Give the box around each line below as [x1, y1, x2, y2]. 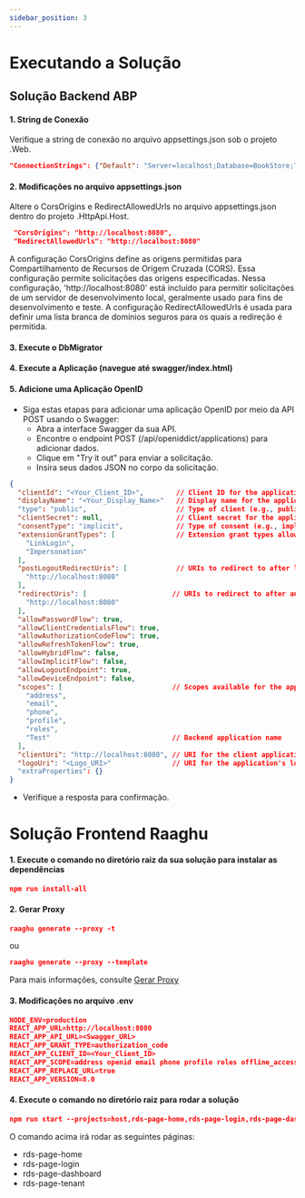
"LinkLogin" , [25, 539, 75, 548]
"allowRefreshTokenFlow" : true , [17, 640, 141, 649]
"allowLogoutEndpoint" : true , [17, 665, 132, 674]
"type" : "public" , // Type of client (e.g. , [17, 505, 274, 514]
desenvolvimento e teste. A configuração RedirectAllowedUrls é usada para [9, 302, 292, 313]
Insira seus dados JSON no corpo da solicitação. [35, 461, 220, 473]
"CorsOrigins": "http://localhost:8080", [13, 228, 172, 237]
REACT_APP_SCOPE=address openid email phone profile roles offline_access [9, 1057, 299, 1067]
